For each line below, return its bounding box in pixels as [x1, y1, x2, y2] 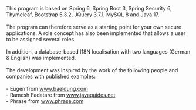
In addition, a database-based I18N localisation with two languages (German [6, 48, 191, 55]
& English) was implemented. [6, 55, 76, 61]
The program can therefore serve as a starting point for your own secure [6, 23, 182, 30]
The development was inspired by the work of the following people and [6, 67, 178, 73]
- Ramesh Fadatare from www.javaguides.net [6, 91, 116, 98]
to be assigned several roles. [6, 36, 76, 42]
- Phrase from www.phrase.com [6, 98, 84, 104]
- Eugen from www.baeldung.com [6, 86, 88, 92]
